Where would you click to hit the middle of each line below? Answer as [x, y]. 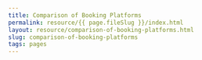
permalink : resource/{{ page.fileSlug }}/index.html [96, 23]
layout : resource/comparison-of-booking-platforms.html [101, 30]
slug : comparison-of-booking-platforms [73, 37]
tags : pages [27, 44]
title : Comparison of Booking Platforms [75, 15]
